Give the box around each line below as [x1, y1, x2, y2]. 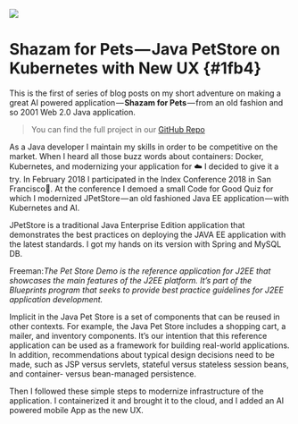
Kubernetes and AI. [9, 202, 80, 213]
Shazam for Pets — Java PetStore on [9, 39, 281, 60]
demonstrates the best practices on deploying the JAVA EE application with [9, 229, 286, 240]
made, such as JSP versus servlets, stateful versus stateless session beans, [9, 359, 289, 369]
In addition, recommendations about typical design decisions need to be [9, 349, 275, 360]
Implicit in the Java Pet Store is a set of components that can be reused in [9, 311, 281, 322]
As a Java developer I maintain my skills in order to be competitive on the [9, 141, 278, 152]
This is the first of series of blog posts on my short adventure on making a [9, 88, 281, 98]
